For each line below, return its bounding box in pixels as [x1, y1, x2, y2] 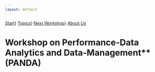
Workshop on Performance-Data [5, 37, 139, 48]
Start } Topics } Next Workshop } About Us [5, 20, 86, 26]
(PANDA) [5, 57, 42, 68]
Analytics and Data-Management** [5, 47, 151, 58]
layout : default [5, 7, 38, 12]
